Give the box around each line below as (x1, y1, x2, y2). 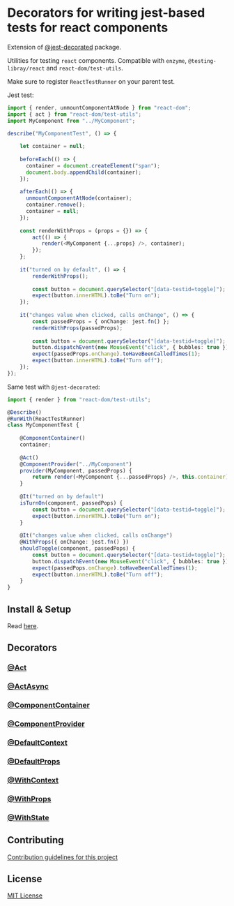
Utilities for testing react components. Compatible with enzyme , (7, 56, 187, 64)
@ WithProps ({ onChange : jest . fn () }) (19, 539, 130, 546)
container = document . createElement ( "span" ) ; (25, 162, 160, 169)
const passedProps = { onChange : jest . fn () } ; (32, 318, 170, 325)
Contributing (7, 834, 64, 846)
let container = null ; (19, 143, 86, 150)
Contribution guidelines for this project (7, 853, 118, 861)
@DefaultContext (7, 738, 68, 748)
